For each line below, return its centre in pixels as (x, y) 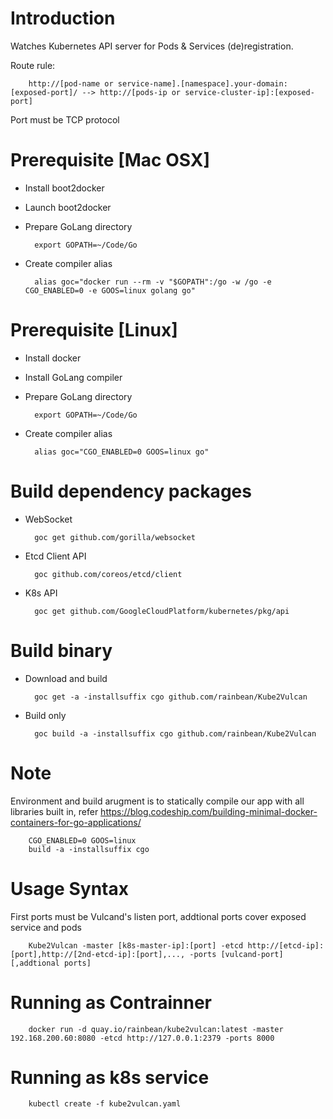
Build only (45, 715)
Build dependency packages (131, 491)
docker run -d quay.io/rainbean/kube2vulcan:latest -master (156, 1029)
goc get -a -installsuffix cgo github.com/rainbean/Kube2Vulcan (171, 697)
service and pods (46, 927)
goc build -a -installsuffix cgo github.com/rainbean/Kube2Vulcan (175, 733)
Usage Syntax (69, 888)
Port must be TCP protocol (65, 119)
